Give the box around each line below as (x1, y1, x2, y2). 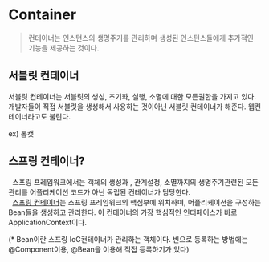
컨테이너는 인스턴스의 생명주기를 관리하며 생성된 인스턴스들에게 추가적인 (27, 33, 255, 42)
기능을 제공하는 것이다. (27, 42, 100, 53)
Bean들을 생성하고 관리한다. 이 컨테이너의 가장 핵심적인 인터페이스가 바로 (8, 207, 238, 217)
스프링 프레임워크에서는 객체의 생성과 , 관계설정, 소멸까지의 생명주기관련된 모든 (11, 177, 259, 187)
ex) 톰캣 (8, 128, 35, 138)
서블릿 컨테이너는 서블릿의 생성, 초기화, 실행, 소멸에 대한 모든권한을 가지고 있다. (8, 91, 257, 101)
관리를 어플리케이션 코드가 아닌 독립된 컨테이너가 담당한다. (8, 187, 191, 197)
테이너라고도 (8, 111, 48, 121)
